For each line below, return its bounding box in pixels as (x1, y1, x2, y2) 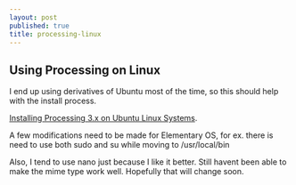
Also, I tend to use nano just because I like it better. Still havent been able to (9, 157, 287, 167)
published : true (9, 21, 70, 30)
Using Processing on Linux (9, 62, 160, 77)
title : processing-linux (9, 29, 102, 38)
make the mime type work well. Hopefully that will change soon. (9, 166, 244, 177)
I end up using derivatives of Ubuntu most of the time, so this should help (9, 86, 279, 97)
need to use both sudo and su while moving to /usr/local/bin (9, 140, 230, 150)
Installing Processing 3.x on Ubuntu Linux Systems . (9, 113, 198, 124)
